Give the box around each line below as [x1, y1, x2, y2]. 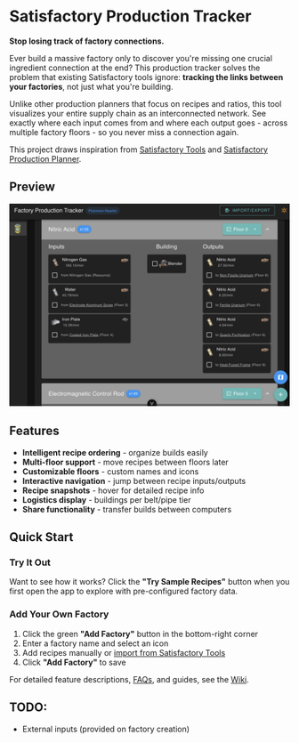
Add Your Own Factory [9, 608, 109, 620]
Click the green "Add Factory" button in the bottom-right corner [21, 628, 259, 639]
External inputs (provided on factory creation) [21, 723, 190, 734]
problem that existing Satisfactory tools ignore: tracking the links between [9, 71, 284, 82]
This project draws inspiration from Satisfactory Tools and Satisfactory [9, 144, 269, 155]
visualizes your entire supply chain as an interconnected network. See [9, 108, 267, 118]
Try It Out [9, 556, 52, 569]
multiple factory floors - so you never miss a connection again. [9, 126, 239, 137]
